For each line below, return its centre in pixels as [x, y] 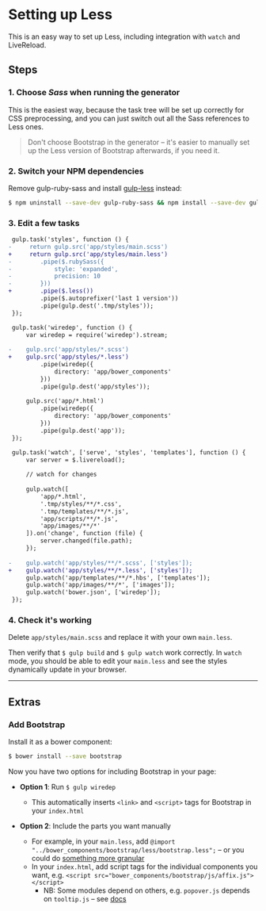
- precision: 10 [55, 276]
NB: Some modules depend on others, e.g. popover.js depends [147, 890]
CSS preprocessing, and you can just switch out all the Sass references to [129, 118]
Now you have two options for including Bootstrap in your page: [112, 771]
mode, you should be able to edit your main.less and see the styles [118, 661]
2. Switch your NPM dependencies [76, 170]
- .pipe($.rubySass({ [56, 262]
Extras [25, 702]
